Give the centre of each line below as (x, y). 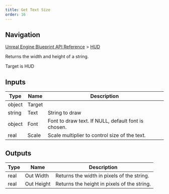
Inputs (16, 82)
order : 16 (16, 15)
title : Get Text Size (28, 10)
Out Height (38, 183)
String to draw (64, 113)
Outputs (18, 153)
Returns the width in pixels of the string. (102, 175)
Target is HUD (20, 66)
